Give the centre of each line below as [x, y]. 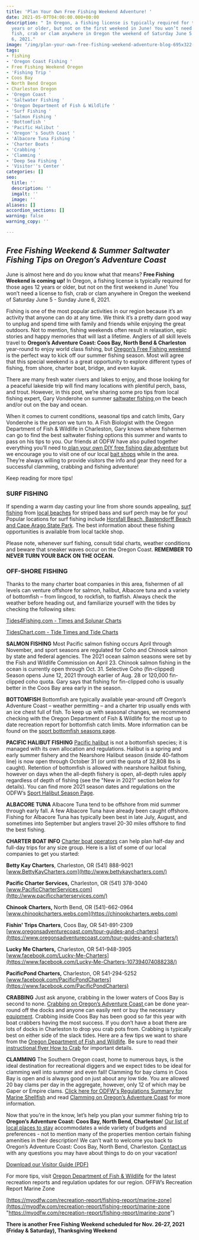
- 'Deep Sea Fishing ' [34, 161]
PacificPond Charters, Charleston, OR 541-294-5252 [72, 973]
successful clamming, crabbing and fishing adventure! [73, 466]
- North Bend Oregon [32, 84]
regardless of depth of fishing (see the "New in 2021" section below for [93, 780]
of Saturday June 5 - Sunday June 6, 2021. [58, 299]
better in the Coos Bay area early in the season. [64, 688]
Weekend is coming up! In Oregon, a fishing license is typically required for [99, 280]
